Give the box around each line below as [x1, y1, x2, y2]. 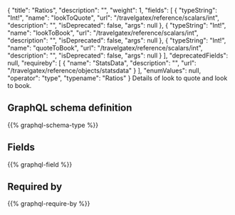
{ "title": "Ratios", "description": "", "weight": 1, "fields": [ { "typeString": [7, 6, 217, 14]
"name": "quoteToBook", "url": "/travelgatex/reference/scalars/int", [7, 44, 203, 52]
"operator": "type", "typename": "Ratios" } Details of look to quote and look [7, 74, 228, 82]
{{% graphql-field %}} [7, 160, 73, 169]
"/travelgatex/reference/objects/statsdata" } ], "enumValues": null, [7, 67, 202, 75]
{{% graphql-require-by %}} [7, 199, 90, 208]
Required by [7, 181, 63, 193]
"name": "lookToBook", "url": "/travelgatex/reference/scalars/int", [7, 28, 199, 37]
